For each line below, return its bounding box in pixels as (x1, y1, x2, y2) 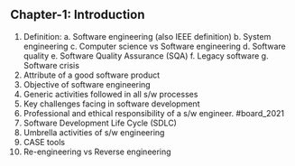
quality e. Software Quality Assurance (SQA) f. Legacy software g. (23, 50, 269, 61)
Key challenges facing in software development (23, 98, 200, 109)
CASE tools (23, 136, 66, 147)
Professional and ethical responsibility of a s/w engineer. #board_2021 (23, 107, 285, 118)
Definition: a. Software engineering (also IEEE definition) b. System (23, 31, 272, 41)
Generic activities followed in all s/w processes (23, 88, 198, 99)
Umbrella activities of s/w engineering (23, 126, 165, 138)
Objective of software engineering (23, 78, 152, 89)
